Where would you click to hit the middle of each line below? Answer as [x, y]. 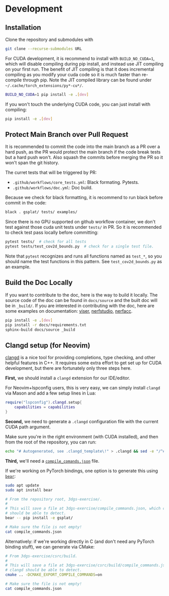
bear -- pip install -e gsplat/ [39, 518]
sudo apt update [22, 485]
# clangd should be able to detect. [44, 570]
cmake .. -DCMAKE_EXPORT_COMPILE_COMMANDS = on [54, 575]
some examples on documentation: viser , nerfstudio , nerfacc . [69, 311]
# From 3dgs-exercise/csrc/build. [41, 556]
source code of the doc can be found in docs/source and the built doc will [81, 300]
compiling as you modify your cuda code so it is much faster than [73, 74]
